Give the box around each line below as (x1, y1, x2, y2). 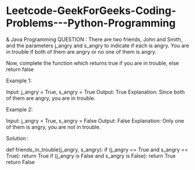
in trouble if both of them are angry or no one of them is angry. (6, 48, 156, 55)
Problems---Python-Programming (6, 16, 176, 30)
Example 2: (6, 106, 33, 113)
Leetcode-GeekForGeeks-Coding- (6, 4, 176, 18)
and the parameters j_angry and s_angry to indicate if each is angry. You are (6, 42, 190, 49)
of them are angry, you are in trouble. (6, 95, 96, 102)
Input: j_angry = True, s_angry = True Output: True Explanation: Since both (6, 88, 185, 95)
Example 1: (6, 77, 32, 84)
